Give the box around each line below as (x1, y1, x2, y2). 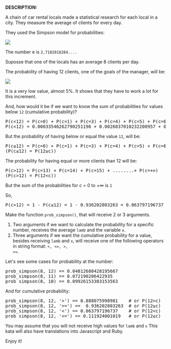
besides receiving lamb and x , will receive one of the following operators (12, 238, 164, 244)
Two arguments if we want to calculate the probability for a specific (12, 222, 154, 227)
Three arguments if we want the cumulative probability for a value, (12, 232, 152, 238)
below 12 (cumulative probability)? (5, 109, 77, 115)
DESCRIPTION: (5, 5, 37, 10)
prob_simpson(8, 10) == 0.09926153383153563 (5, 279, 119, 284)
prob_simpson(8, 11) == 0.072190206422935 (5, 274, 113, 279)
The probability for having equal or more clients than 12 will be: (5, 158, 137, 164)
